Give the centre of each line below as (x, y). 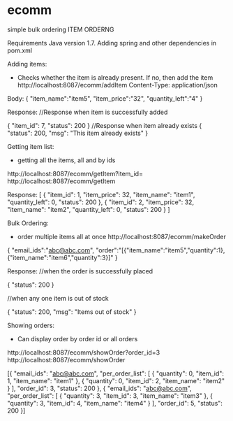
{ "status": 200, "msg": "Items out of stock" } (72, 312)
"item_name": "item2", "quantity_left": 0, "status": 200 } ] (89, 209)
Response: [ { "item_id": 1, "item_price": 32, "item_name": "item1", (101, 194)
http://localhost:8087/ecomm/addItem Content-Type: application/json (117, 85)
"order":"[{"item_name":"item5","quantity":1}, (160, 250)
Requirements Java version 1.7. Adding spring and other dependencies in (112, 43)
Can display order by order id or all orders (77, 338)
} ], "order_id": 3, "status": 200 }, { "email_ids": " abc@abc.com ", (99, 388)
